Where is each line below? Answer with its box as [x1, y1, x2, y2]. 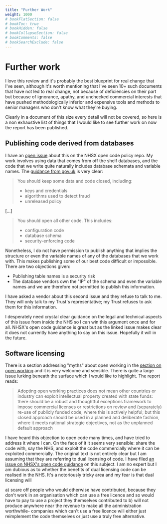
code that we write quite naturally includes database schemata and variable [5, 163, 161, 169]
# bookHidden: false [5, 26, 48, 31]
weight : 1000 [5, 12, 32, 17]
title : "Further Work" [5, 7, 52, 12]
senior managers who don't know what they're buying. [5, 104, 117, 110]
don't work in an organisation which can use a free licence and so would [5, 492, 154, 498]
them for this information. [5, 304, 57, 310]
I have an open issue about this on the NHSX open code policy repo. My [5, 152, 153, 158]
